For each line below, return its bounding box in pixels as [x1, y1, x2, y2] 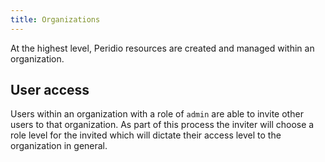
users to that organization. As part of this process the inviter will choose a [10, 119, 315, 131]
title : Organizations [10, 14, 101, 25]
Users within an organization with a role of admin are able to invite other [10, 108, 304, 120]
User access [10, 82, 90, 99]
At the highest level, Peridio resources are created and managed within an [10, 42, 315, 54]
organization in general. [10, 140, 108, 152]
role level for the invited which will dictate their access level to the [10, 129, 282, 141]
